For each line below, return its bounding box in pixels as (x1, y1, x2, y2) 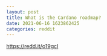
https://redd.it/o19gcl (6, 43, 59, 50)
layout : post (6, 9, 39, 15)
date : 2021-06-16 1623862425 (6, 20, 80, 26)
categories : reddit (6, 26, 56, 32)
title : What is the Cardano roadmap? (6, 15, 102, 21)
